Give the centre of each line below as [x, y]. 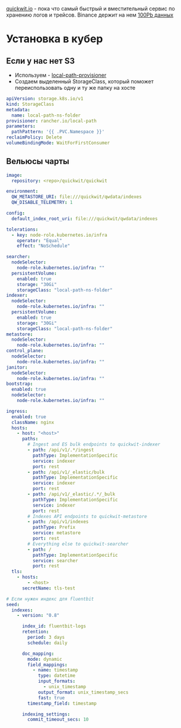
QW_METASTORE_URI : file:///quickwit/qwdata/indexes [77, 197]
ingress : [17, 411]
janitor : [17, 367]
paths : [30, 439]
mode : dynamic [45, 659]
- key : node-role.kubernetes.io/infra [60, 235]
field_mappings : [47, 665]
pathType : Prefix [54, 528]
